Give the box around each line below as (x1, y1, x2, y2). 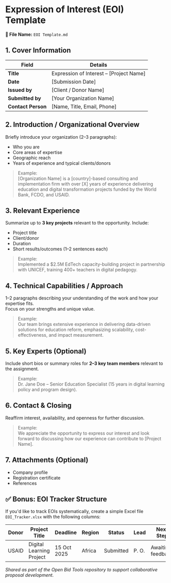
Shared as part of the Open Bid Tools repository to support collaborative (5, 567, 158, 573)
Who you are (12, 144, 40, 150)
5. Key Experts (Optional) (5, 347, 87, 356)
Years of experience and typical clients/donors (12, 160, 111, 166)
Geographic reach (12, 155, 51, 161)
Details (90, 61, 107, 68)
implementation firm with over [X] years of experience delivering (17, 181, 154, 187)
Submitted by (8, 94, 42, 102)
